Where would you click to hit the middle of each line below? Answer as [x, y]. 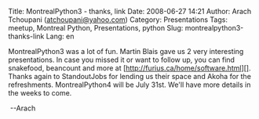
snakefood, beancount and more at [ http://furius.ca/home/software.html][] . [129, 68]
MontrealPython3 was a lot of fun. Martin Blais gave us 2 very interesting [126, 51]
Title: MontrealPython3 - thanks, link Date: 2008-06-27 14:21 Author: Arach [130, 11]
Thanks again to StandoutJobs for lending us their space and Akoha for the [129, 76]
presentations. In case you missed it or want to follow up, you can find [122, 59]
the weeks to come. [40, 93]
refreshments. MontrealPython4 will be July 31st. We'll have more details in [129, 85]
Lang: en [60, 36]
